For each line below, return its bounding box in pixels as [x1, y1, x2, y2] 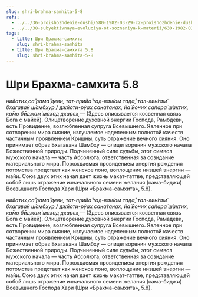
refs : [6, 14, 19, 20]
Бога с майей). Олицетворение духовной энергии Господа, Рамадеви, [6, 215, 184, 222]
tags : [6, 31, 19, 37]
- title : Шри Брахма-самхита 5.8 [11, 47, 94, 53]
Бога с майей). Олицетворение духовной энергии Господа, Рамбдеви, [6, 116, 184, 123]
